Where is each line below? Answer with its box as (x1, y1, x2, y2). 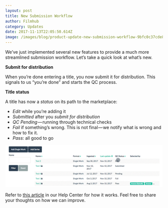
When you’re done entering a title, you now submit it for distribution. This (5, 74, 156, 80)
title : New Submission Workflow (5, 13, 72, 19)
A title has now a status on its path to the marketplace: (5, 98, 117, 105)
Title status (5, 89, 29, 95)
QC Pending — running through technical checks (12, 119, 112, 125)
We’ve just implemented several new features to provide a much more (5, 49, 149, 55)
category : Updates (5, 24, 43, 29)
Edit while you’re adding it (12, 109, 66, 114)
